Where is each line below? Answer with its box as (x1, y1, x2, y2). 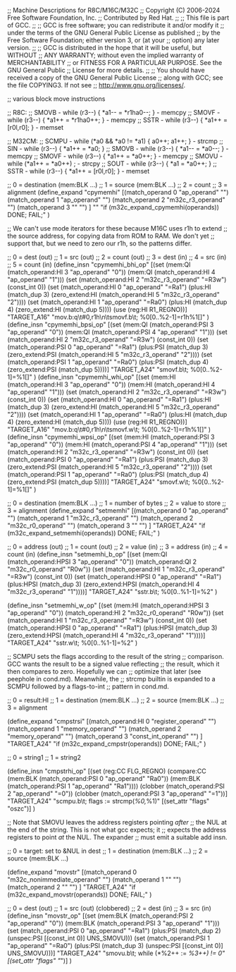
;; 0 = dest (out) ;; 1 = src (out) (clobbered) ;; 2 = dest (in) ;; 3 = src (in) (7, 904, 211, 912)
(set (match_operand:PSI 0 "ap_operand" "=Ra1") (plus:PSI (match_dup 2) (7, 927, 221, 935)
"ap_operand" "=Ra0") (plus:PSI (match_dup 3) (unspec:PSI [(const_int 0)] (7, 942, 223, 949)
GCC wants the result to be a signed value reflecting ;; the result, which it (7, 660, 220, 668)
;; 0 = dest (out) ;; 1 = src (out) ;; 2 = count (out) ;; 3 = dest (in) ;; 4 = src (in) (7, 253, 227, 261)
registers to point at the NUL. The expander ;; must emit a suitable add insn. (7, 833, 228, 842)
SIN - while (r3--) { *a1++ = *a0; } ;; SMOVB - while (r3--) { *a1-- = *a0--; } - (7, 145, 229, 152)
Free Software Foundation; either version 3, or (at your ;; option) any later (7, 36, 220, 44)
